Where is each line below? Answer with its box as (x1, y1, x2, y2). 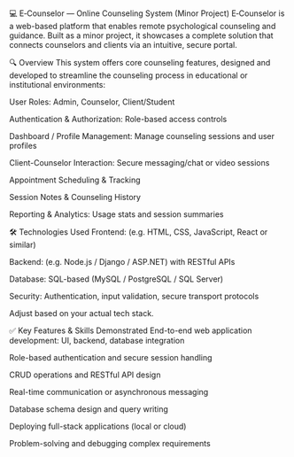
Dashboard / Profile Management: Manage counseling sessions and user (9, 131, 275, 141)
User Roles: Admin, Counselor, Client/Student (9, 97, 175, 107)
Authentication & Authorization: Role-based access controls (9, 114, 228, 124)
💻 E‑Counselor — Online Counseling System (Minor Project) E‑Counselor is (9, 8, 285, 19)
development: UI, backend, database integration (9, 336, 185, 345)
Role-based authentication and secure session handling (9, 352, 213, 362)
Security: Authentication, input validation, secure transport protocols (9, 291, 259, 301)
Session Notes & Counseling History (9, 192, 142, 202)
